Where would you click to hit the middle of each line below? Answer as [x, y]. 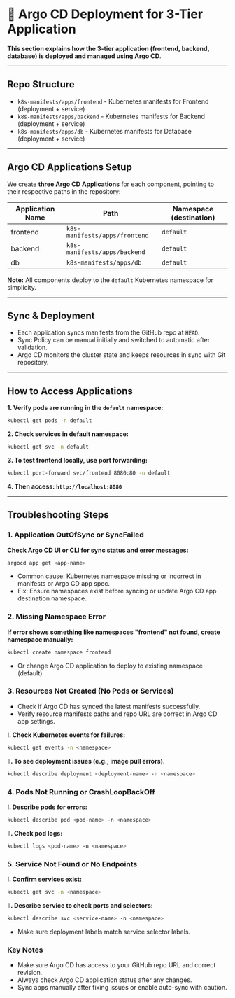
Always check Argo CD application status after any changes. [105, 980]
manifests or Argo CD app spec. [64, 584]
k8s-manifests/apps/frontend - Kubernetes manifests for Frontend [113, 101]
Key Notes [25, 950]
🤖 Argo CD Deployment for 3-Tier [105, 14]
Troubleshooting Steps [58, 515]
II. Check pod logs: [35, 833]
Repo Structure [41, 84]
